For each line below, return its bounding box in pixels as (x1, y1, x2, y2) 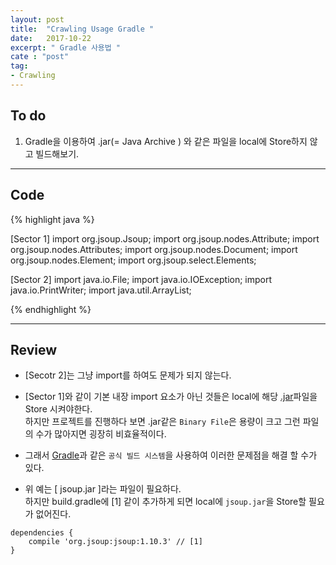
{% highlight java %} (10, 213, 95, 225)
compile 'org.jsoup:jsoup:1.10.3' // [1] (28, 537, 203, 547)
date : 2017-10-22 (10, 33, 92, 43)
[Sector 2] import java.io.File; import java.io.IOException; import (10, 273, 273, 285)
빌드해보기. (35, 147, 80, 160)
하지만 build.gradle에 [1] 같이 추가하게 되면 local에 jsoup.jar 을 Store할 (24, 496, 307, 508)
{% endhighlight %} (10, 303, 92, 315)
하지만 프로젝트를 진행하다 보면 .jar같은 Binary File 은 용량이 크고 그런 (24, 416, 301, 428)
